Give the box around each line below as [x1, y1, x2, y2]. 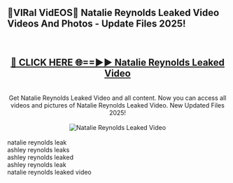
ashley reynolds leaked [7, 153, 74, 161]
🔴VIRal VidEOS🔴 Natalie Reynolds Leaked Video [7, 7, 220, 19]
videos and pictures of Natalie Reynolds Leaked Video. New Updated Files [10, 101, 225, 109]
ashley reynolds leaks [7, 145, 70, 154]
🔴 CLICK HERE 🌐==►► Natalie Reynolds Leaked [10, 57, 225, 68]
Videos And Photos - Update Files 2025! [7, 18, 186, 30]
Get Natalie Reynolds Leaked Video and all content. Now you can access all [8, 94, 227, 102]
